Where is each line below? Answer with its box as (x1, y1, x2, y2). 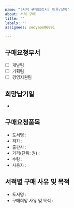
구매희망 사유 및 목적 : (12, 197, 54, 203)
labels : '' (5, 20, 27, 26)
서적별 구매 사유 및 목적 (5, 178, 70, 186)
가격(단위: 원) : (12, 150, 40, 156)
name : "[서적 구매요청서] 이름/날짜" (5, 7, 70, 12)
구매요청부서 (5, 48, 40, 57)
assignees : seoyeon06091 (5, 25, 55, 30)
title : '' (5, 16, 25, 21)
